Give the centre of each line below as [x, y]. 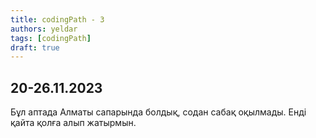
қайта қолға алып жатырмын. [73, 123]
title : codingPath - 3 [57, 19]
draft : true [35, 47]
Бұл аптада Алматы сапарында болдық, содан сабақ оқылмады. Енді [158, 112]
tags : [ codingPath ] [51, 38]
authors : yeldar [44, 29]
